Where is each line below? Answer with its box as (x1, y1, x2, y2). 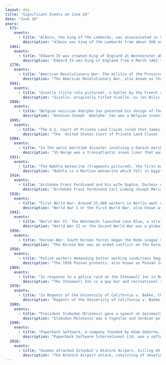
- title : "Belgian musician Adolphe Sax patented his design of (18, 108, 154, 114)
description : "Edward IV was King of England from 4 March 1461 (23, 58, 158, 63)
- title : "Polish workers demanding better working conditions (18, 256, 152, 261)
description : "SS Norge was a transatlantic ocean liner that (23, 150, 154, 155)
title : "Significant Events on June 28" (5, 12, 90, 17)
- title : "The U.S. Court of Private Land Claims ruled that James (18, 127, 161, 132)
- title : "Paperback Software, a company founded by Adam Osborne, (18, 330, 161, 335)
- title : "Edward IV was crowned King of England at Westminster (18, 53, 156, 58)
